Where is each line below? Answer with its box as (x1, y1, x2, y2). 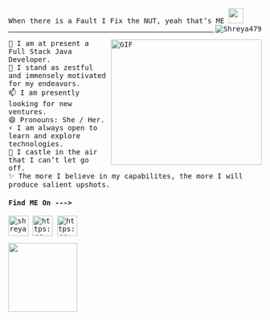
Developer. (8, 55, 51, 64)
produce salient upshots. (8, 180, 111, 189)
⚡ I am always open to (8, 124, 98, 132)
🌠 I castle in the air (8, 148, 98, 156)
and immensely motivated (8, 72, 106, 80)
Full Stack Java (8, 47, 72, 55)
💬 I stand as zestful (8, 64, 94, 72)
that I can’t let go (8, 156, 90, 164)
